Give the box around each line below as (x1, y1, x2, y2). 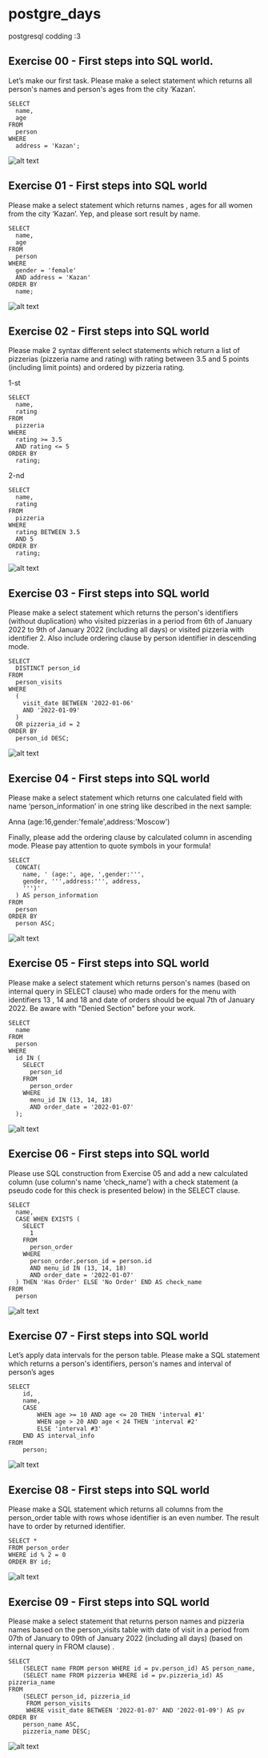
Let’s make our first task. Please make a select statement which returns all (8, 75, 253, 85)
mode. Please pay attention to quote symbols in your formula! (8, 841, 211, 850)
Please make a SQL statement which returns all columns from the (8, 1504, 224, 1514)
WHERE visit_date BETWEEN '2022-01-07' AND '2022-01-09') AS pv (26, 1707, 246, 1715)
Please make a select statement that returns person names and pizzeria (8, 1616, 245, 1626)
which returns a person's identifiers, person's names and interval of (8, 1359, 232, 1369)
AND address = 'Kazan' (15, 273, 91, 281)
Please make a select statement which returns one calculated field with (8, 793, 243, 802)
